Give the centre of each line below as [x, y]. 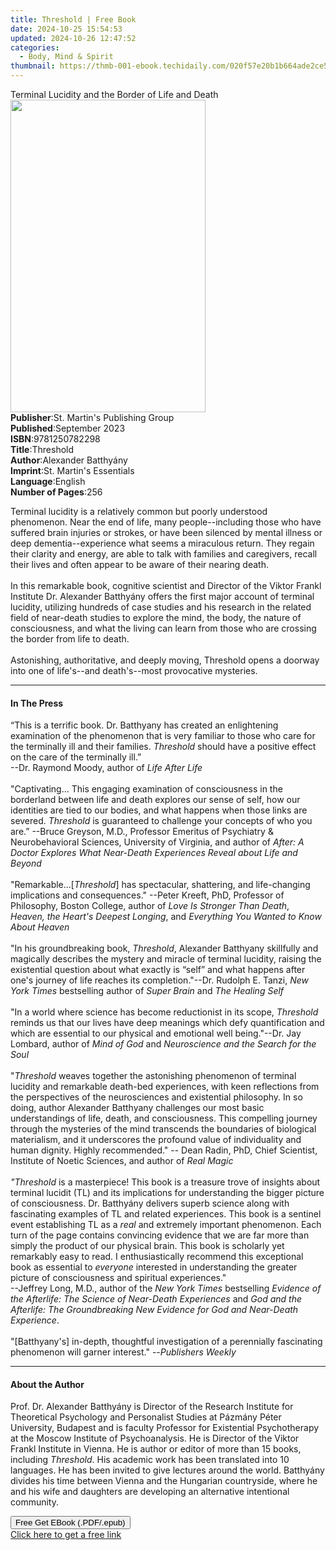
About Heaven [40, 927]
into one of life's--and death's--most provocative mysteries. [134, 670]
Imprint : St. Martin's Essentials [72, 470]
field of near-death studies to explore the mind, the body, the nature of [156, 617]
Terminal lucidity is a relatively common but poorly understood [139, 511]
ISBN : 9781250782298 [55, 439]
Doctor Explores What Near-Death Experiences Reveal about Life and [154, 853]
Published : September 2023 [68, 428]
